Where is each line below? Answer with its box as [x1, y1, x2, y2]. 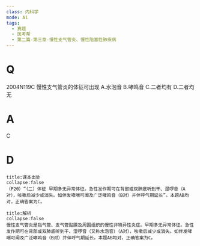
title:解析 [6, 210, 32, 217]
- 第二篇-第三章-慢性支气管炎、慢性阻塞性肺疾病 [11, 37, 117, 43]
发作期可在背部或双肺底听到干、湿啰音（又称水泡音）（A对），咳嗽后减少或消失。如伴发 [6, 228, 188, 235]
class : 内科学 [6, 8, 39, 15]
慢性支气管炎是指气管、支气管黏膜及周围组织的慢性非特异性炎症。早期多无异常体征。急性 [6, 222, 194, 228]
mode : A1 [6, 14, 28, 20]
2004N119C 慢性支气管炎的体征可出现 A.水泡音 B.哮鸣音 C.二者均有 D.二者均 [6, 83, 195, 90]
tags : [6, 20, 20, 26]
